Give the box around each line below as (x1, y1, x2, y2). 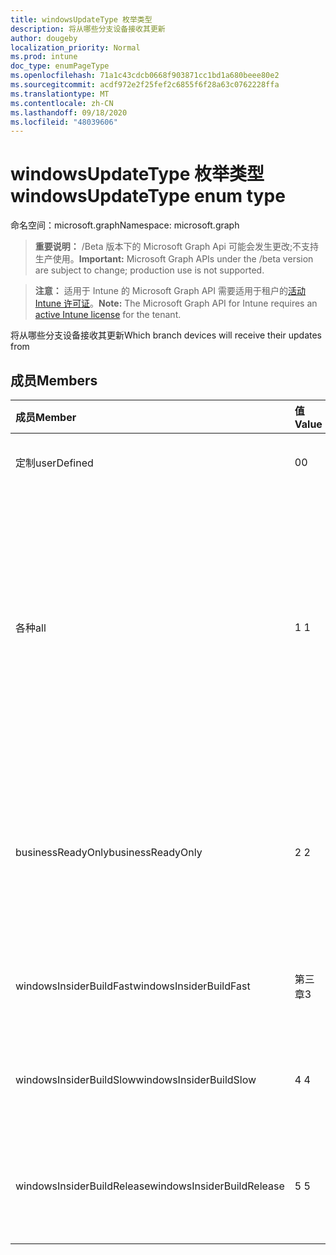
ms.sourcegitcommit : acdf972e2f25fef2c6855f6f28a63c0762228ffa (10, 80, 280, 90)
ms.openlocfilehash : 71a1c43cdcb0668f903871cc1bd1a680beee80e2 (10, 71, 280, 81)
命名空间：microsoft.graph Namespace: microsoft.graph (10, 219, 240, 231)
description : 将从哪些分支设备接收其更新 (10, 24, 166, 34)
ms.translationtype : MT (10, 89, 110, 99)
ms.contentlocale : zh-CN (10, 98, 114, 108)
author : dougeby (10, 33, 78, 43)
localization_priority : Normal (10, 42, 141, 53)
